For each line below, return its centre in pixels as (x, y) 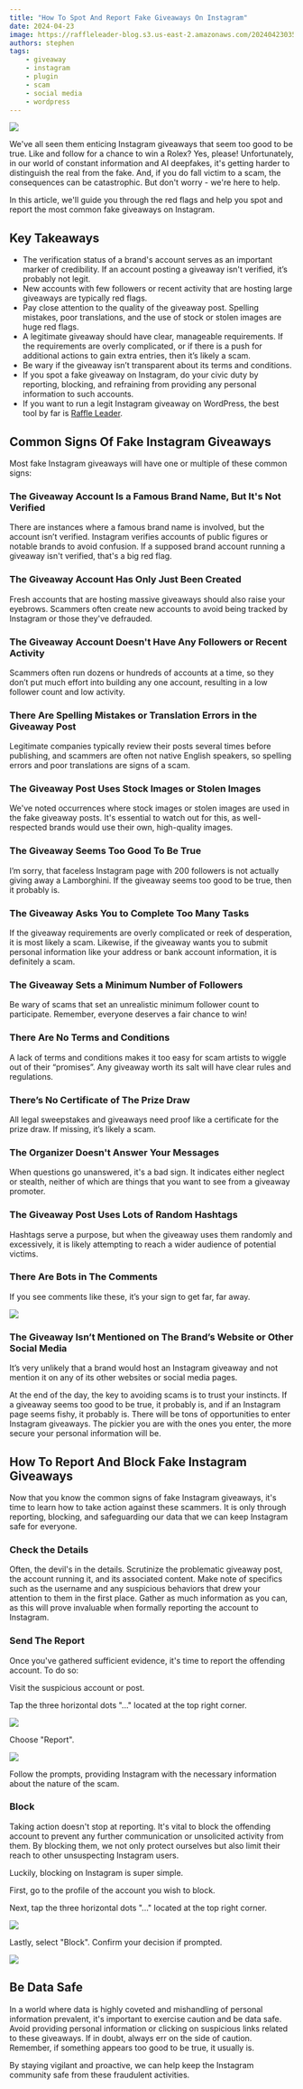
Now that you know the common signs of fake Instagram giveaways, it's (143, 1497)
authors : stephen (42, 43)
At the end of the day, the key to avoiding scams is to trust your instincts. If (148, 1395)
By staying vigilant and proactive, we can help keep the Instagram (132, 2065)
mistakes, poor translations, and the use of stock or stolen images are (152, 318)
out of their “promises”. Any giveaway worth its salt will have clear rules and (150, 1067)
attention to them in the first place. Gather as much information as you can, (149, 1598)
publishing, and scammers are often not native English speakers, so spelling (151, 756)
